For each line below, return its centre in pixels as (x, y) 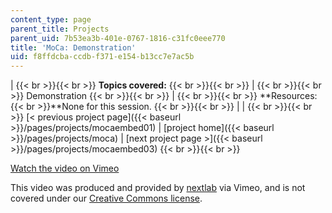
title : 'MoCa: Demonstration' (73, 47)
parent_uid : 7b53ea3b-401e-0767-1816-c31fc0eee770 (118, 38)
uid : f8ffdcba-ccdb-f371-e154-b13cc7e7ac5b (102, 57)
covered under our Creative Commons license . (106, 198)
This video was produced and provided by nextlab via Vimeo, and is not (158, 188)
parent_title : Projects (60, 29)
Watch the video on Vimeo (65, 168)
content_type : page (51, 19)
